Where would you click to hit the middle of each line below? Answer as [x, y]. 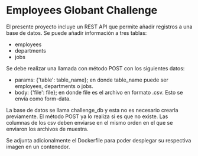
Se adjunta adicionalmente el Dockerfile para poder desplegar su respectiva [99, 140]
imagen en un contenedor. [38, 147]
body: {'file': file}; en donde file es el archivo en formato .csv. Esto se [99, 92]
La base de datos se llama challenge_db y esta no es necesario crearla [92, 110]
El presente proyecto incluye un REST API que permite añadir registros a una [99, 27]
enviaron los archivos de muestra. [47, 129]
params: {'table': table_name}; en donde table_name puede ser [91, 80]
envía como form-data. [43, 99]
